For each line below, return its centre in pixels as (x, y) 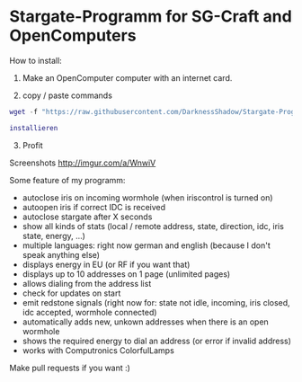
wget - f (24, 111)
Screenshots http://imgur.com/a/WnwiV (83, 163)
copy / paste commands (67, 95)
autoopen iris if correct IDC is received (94, 207)
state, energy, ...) (53, 235)
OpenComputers (73, 36)
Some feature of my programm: (67, 180)
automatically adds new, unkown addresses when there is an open (146, 322)
